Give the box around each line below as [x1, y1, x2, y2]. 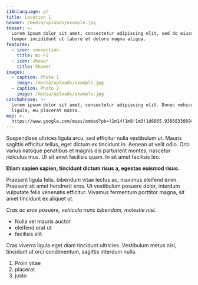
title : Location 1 [6, 14, 51, 20]
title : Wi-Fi [16, 53, 49, 58]
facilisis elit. [14, 231, 44, 238]
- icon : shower [11, 58, 49, 64]
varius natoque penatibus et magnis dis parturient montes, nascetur [6, 147, 171, 154]
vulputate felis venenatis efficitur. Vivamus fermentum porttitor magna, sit [6, 189, 185, 196]
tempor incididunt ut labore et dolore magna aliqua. [11, 36, 146, 42]
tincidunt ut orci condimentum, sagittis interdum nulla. [6, 248, 137, 255]
